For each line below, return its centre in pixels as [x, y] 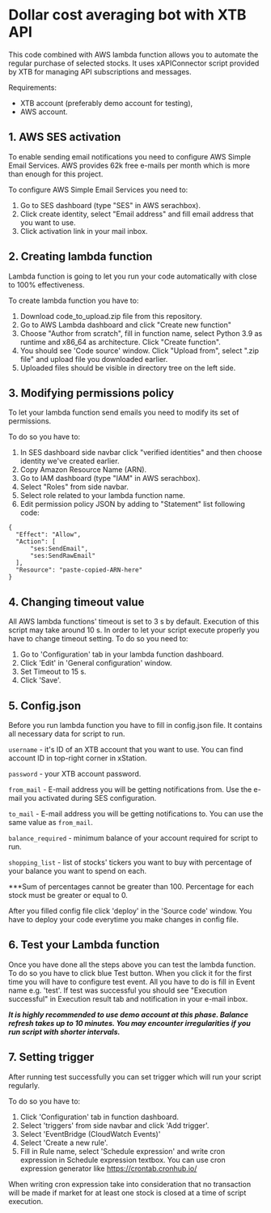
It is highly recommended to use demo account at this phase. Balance [129, 1015]
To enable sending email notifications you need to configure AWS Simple [130, 156]
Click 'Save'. [40, 680]
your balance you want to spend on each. [78, 871]
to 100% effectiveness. [47, 284]
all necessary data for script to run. [67, 734]
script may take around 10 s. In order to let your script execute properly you [134, 630]
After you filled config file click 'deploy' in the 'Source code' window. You [130, 911]
